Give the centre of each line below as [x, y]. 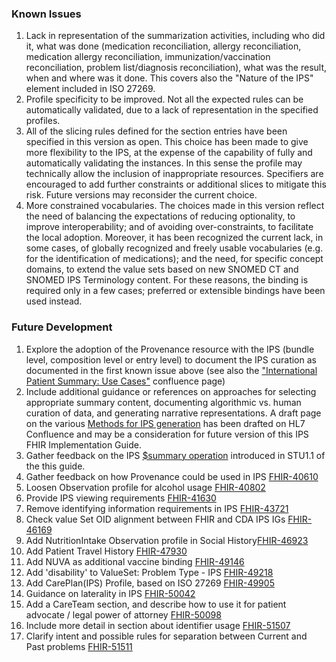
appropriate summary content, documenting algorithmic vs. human [163, 402]
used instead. [54, 301]
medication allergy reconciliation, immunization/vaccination [148, 57]
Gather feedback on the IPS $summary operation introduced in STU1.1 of [175, 455]
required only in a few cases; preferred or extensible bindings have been [175, 291]
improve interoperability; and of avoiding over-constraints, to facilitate [169, 227]
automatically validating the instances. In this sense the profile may [164, 163]
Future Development [62, 327]
